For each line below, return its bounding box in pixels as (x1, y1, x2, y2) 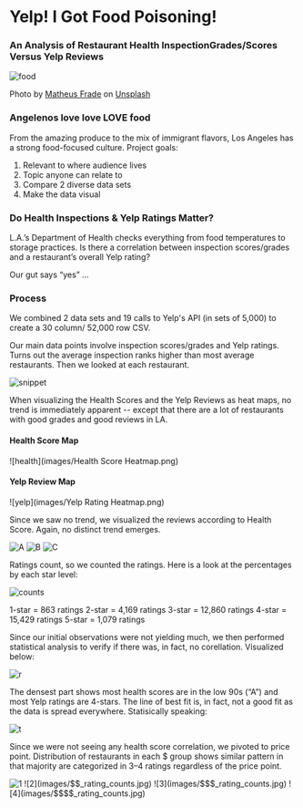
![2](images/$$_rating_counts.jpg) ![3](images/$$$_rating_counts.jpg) (24, 778, 288, 789)
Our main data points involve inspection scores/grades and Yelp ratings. (9, 340, 279, 351)
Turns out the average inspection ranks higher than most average (9, 349, 255, 361)
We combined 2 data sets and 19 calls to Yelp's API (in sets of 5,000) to (9, 313, 277, 324)
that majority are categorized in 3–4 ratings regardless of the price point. (9, 760, 282, 772)
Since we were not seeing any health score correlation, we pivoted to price (9, 741, 290, 751)
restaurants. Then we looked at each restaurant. (9, 359, 189, 370)
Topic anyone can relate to (22, 169, 123, 180)
